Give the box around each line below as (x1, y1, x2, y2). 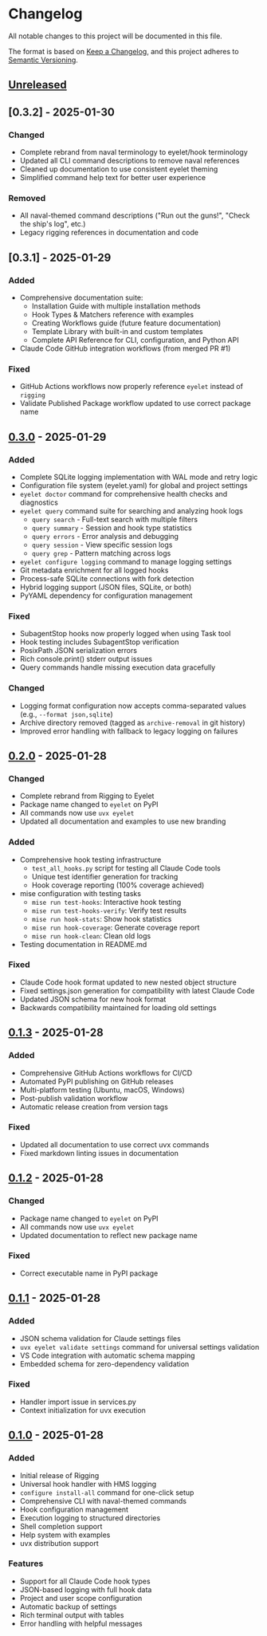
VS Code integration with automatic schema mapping (19, 1351, 195, 1360)
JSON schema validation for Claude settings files (19, 1333, 181, 1343)
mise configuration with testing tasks (19, 888, 142, 898)
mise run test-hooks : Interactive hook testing (31, 897, 182, 906)
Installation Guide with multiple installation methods (31, 301, 201, 311)
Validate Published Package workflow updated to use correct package (19, 399, 251, 408)
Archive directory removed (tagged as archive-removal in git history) (19, 718, 245, 727)
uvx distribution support (19, 1538, 99, 1548)
